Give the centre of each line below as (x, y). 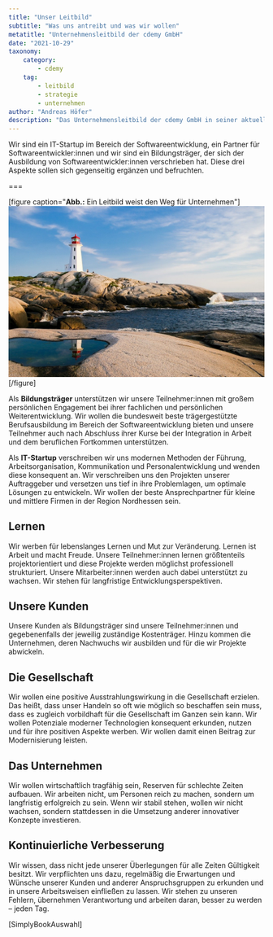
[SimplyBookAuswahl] (45, 924)
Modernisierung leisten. (48, 740)
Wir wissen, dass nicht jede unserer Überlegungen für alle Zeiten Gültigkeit (134, 865)
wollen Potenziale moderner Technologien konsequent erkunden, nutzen (130, 723)
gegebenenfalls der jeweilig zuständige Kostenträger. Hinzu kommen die (130, 634)
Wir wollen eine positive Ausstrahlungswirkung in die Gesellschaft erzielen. (134, 697)
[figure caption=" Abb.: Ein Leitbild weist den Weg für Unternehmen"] (124, 202)
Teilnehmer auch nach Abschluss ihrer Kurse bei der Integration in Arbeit (130, 433)
